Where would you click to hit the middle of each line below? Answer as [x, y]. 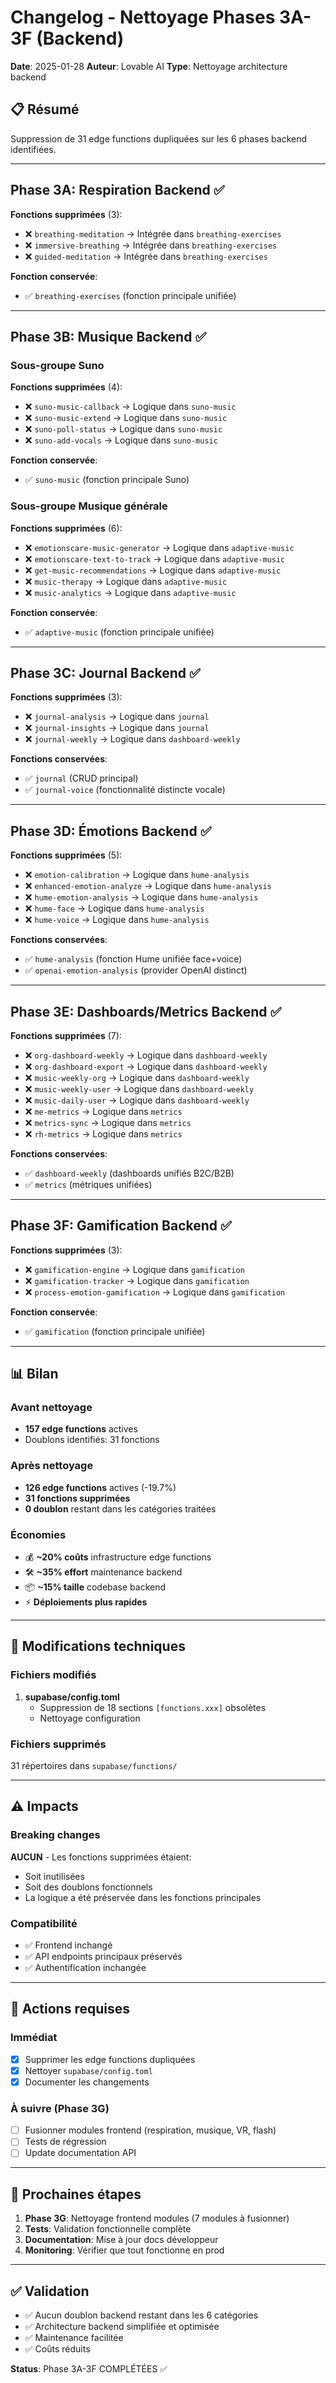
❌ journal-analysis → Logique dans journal [117, 717]
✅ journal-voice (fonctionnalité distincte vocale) [125, 790]
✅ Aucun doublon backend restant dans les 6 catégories [141, 2315]
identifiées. [33, 149]
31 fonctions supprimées [77, 1498]
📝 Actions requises [70, 2009]
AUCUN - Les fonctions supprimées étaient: [101, 1857]
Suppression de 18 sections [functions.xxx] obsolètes [153, 1707]
